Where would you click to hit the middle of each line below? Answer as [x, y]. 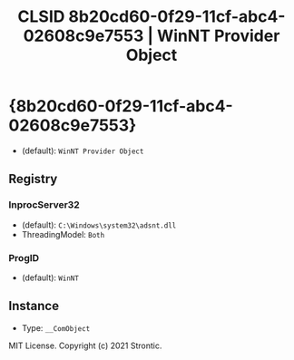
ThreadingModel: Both [63, 234]
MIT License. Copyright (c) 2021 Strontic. [85, 345]
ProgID [24, 258]
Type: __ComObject [56, 327]
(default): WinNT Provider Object [83, 151]
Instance [34, 306]
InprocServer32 [44, 205]
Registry [33, 179]
